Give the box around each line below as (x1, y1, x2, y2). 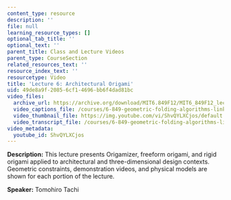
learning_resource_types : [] (7, 29, 91, 36)
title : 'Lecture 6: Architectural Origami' (7, 80, 134, 87)
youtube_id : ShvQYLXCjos (13, 131, 85, 138)
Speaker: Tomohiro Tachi (7, 186, 79, 194)
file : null (7, 23, 38, 30)
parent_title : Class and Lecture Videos (7, 49, 125, 56)
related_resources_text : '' (7, 61, 88, 68)
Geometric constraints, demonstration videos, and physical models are (7, 165, 208, 173)
